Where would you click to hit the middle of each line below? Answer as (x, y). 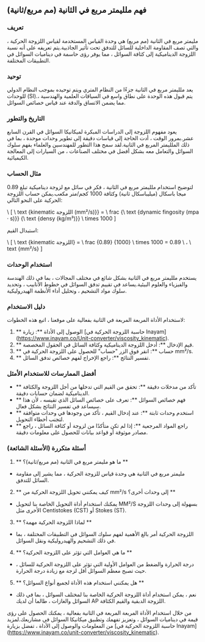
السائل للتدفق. (32, 480)
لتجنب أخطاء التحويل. (40, 419)
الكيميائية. (18, 158)
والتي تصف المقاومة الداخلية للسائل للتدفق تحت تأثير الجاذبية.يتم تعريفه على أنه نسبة (103, 47)
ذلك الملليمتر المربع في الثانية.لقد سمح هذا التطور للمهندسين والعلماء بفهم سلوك (98, 145)
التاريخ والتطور (26, 118)
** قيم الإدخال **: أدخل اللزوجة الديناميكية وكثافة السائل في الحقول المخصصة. (105, 345)
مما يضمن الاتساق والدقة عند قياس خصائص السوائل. (66, 102)
